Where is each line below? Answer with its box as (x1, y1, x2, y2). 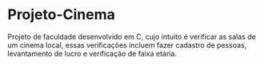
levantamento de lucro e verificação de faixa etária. (7, 49, 178, 58)
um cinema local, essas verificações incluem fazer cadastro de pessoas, (7, 40, 247, 49)
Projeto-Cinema (7, 6, 115, 24)
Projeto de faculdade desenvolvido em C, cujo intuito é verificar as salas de (7, 32, 257, 41)
